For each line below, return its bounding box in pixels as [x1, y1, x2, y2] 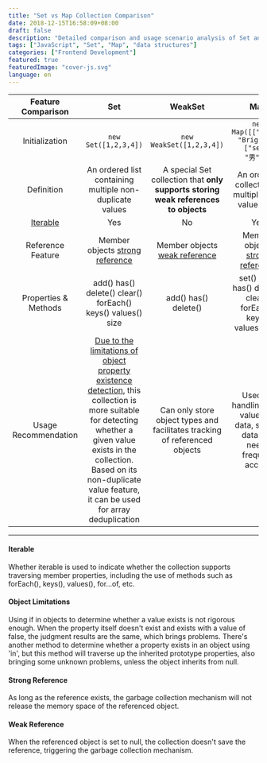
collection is [91, 394, 137, 405]
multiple [88, 184, 119, 195]
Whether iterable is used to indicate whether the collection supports [8, 562, 231, 571]
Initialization [22, 135, 68, 146]
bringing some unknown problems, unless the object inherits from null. [8, 657, 240, 667]
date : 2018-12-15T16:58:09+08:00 [8, 19, 119, 27]
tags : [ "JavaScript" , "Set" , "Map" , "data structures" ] [8, 41, 197, 49]
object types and [156, 414, 219, 425]
